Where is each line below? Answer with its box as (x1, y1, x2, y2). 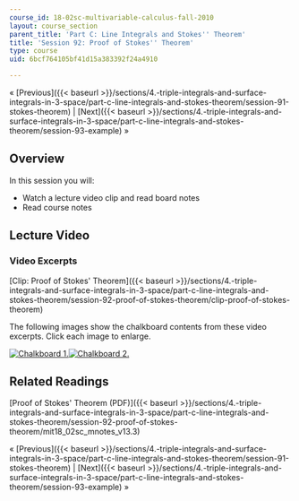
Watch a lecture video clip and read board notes (21, 192, 200, 203)
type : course (9, 47, 58, 56)
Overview (9, 151, 65, 167)
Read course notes (21, 202, 92, 212)
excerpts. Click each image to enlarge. (9, 331, 151, 341)
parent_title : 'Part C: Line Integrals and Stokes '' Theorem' (9, 30, 246, 39)
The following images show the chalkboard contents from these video (9, 321, 267, 332)
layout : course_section (9, 22, 98, 30)
